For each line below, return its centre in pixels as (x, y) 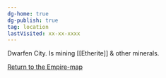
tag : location (28, 27)
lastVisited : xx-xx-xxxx (44, 33)
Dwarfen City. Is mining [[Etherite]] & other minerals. (83, 53)
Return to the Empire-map (45, 67)
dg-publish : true (33, 20)
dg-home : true (28, 14)
